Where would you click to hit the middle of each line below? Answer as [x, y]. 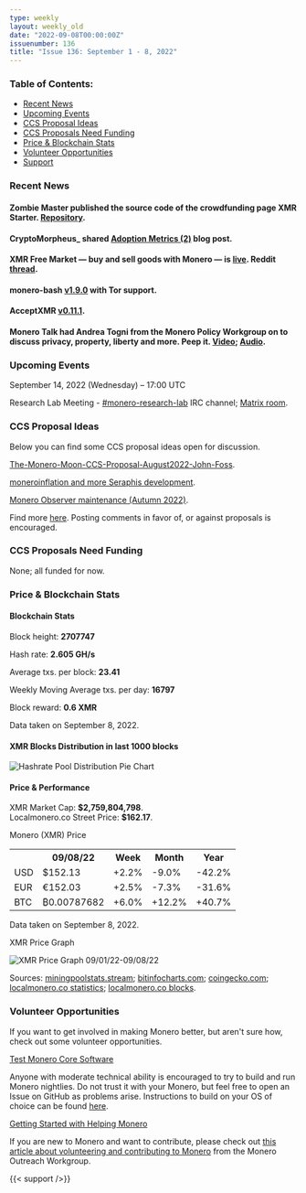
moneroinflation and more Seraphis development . [103, 482]
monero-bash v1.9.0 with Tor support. [83, 290]
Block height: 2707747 [53, 636]
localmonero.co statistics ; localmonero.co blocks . [103, 988]
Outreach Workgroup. [50, 1161]
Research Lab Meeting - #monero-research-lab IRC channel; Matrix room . [149, 403]
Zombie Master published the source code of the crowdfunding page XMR [153, 208]
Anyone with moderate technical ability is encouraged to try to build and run [153, 1077]
